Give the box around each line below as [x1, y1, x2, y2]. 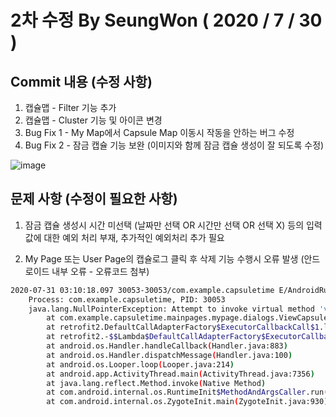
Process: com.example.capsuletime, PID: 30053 [28, 294, 226, 305]
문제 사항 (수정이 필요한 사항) [10, 191, 178, 208]
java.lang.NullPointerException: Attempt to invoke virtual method [28, 304, 315, 314]
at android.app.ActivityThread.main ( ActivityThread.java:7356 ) [46, 369, 315, 379]
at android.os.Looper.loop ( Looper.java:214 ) [46, 359, 235, 370]
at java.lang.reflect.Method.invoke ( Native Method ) [46, 378, 267, 388]
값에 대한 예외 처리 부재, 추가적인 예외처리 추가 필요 [24, 231, 225, 243]
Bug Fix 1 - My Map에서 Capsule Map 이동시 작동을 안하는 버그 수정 [24, 127, 295, 138]
